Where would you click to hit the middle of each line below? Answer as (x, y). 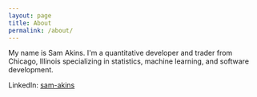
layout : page (30, 16)
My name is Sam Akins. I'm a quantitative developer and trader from (120, 53)
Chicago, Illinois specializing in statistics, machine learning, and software (129, 61)
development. (31, 70)
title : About (30, 23)
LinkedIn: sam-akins (42, 85)
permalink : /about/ (41, 30)
